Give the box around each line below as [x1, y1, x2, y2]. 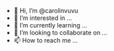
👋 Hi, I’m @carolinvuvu [13, 7, 79, 14]
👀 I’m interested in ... [13, 14, 73, 22]
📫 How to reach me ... [13, 37, 78, 44]
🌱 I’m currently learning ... [13, 21, 88, 29]
